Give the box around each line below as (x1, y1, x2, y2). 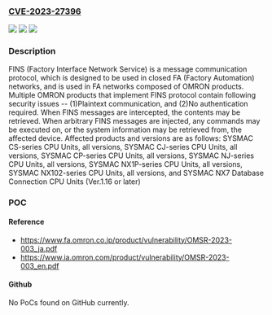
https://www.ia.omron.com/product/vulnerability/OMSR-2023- (20, 252, 230, 262)
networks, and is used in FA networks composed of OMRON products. (8, 81, 244, 91)
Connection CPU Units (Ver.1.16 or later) (8, 177, 141, 186)
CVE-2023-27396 (8, 6, 81, 17)
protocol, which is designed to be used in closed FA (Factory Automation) (8, 72, 255, 82)
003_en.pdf (20, 260, 59, 270)
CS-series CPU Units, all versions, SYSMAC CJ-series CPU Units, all (8, 142, 238, 151)
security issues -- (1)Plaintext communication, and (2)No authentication (8, 98, 248, 108)
